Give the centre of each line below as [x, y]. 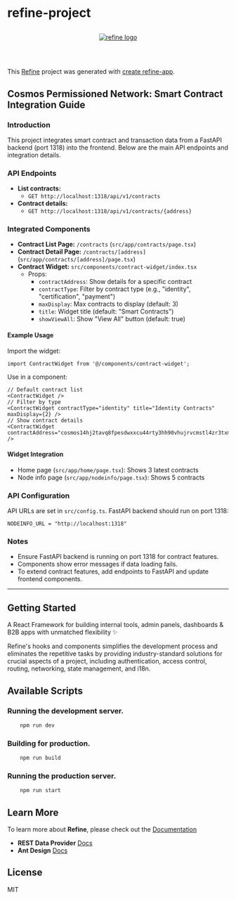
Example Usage [31, 335]
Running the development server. [66, 711]
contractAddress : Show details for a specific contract [115, 282]
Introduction [29, 124]
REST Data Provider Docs [55, 843]
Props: [37, 274]
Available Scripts [45, 691]
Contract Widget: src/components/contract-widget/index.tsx [107, 267]
